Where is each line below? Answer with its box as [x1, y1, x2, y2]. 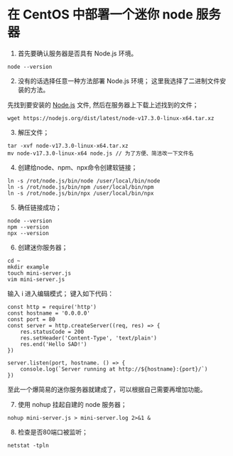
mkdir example [7, 264, 50, 271]
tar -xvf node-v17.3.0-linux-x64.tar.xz [7, 142, 129, 149]
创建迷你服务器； [17, 243, 68, 251]
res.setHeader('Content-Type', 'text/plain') [20, 335, 158, 342]
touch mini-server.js [7, 269, 72, 277]
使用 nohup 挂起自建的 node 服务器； [17, 400, 127, 408]
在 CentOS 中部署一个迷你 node [7, 6, 193, 23]
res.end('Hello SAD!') [20, 340, 87, 348]
